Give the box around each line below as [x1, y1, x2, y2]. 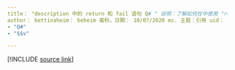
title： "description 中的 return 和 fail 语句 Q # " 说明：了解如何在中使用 [7, 10, 218, 17]
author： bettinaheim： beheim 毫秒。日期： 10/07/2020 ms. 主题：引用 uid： [7, 17, 225, 24]
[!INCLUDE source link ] [7, 55, 74, 64]
